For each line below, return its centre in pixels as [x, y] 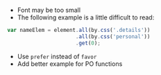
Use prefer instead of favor [57, 56]
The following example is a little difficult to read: [86, 17]
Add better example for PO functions [70, 64]
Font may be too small [49, 10]
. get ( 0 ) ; [88, 43]
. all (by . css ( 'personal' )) [113, 36]
